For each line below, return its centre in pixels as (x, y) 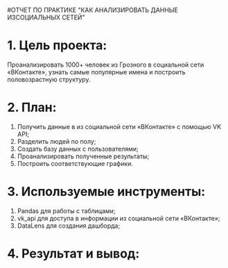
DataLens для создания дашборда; (69, 226)
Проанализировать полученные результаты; (83, 156)
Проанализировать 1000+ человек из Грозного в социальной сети (106, 65)
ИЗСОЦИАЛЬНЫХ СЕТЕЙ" (46, 17)
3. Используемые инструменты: (106, 192)
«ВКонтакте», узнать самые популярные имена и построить (96, 72)
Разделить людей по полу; (56, 141)
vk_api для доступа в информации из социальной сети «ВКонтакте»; (119, 218)
